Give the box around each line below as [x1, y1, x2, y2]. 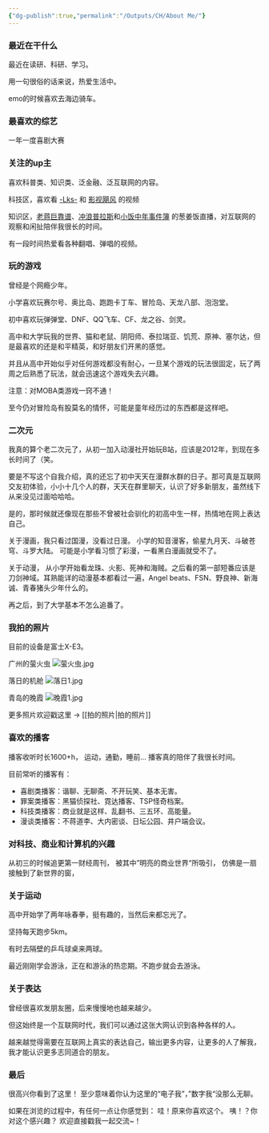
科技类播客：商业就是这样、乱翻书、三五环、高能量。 [19, 806, 196, 816]
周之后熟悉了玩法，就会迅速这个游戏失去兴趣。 [8, 369, 163, 378]
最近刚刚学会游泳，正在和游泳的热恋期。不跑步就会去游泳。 [8, 961, 205, 971]
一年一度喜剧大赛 [8, 136, 65, 145]
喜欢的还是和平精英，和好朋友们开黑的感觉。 [22, 341, 170, 351]
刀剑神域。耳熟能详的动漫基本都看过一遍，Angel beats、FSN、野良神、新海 [8, 573, 259, 583]
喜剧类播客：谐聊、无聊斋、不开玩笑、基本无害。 [19, 786, 182, 796]
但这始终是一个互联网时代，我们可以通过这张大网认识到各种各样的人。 [8, 1020, 240, 1029]
